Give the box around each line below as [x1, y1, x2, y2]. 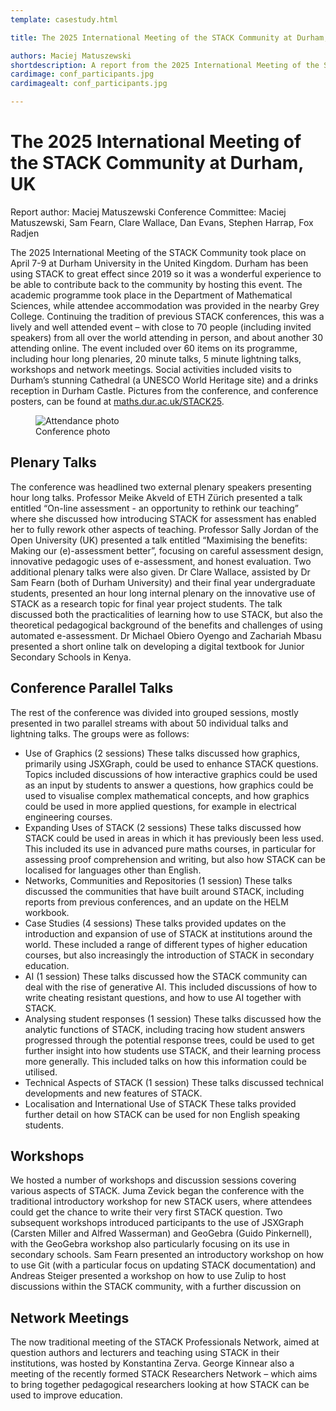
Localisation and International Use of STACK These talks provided [24, 1097, 297, 1110]
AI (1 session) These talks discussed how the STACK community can [24, 970, 308, 982]
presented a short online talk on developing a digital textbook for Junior [10, 640, 305, 652]
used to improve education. [10, 1389, 123, 1401]
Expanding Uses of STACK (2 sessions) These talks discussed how [24, 821, 302, 833]
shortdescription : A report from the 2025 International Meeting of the [10, 60, 320, 70]
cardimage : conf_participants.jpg [10, 69, 155, 80]
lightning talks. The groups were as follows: [10, 727, 190, 740]
